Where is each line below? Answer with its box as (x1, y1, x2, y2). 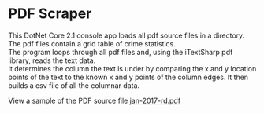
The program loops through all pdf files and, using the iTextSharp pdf (8, 47, 233, 56)
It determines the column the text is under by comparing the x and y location (8, 64, 257, 73)
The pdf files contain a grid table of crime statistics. (8, 38, 176, 48)
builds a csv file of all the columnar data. (8, 80, 140, 90)
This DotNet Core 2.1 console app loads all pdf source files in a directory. (8, 31, 245, 40)
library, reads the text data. (8, 56, 96, 65)
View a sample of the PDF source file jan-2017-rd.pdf (8, 96, 181, 105)
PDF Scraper (8, 5, 92, 23)
